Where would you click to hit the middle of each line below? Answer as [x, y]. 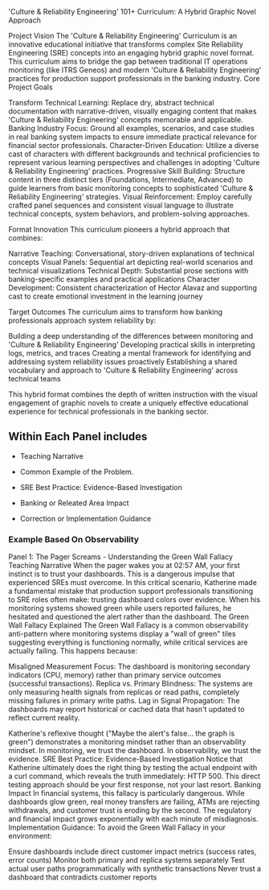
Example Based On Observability [73, 539]
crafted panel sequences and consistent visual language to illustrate [121, 205]
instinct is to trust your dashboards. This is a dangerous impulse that [122, 574]
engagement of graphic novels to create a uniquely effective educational [128, 403]
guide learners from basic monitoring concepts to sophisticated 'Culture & [131, 188]
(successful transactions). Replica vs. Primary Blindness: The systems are [130, 684]
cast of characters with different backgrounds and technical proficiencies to [134, 154]
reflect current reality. [44, 718]
